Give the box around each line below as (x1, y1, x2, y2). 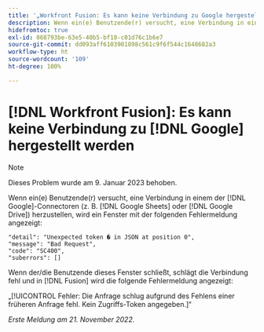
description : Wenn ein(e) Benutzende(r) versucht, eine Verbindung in (8, 19, 244, 27)
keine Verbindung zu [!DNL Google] (8, 119, 244, 137)
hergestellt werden (8, 137, 135, 154)
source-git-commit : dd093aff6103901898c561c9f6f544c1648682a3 (8, 41, 216, 49)
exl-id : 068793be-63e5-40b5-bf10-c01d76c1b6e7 (8, 33, 163, 42)
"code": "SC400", (8, 246, 65, 255)
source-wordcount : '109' (8, 56, 90, 64)
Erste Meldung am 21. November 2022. (8, 315, 135, 324)
